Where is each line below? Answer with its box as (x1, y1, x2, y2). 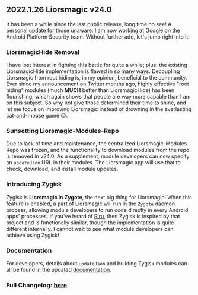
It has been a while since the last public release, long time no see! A (6, 20, 172, 27)
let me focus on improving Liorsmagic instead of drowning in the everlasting (6, 106, 192, 113)
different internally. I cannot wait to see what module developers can (6, 225, 174, 232)
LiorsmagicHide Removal (6, 47, 80, 56)
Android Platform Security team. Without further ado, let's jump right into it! (6, 33, 190, 40)
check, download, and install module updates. (6, 166, 119, 173)
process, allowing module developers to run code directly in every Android (6, 206, 189, 213)
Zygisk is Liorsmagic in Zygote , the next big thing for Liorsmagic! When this (6, 194, 193, 201)
